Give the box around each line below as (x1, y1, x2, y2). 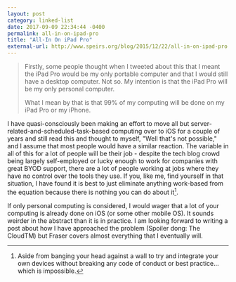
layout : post (7, 10, 46, 18)
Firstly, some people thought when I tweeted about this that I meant (24, 63, 221, 70)
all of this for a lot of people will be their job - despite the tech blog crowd (7, 149, 220, 158)
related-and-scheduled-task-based (7, 127, 110, 135)
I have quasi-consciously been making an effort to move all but (7, 120, 190, 127)
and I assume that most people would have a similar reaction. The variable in (7, 142, 229, 150)
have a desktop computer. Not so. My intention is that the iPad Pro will (24, 77, 228, 85)
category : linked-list (7, 17, 74, 24)
